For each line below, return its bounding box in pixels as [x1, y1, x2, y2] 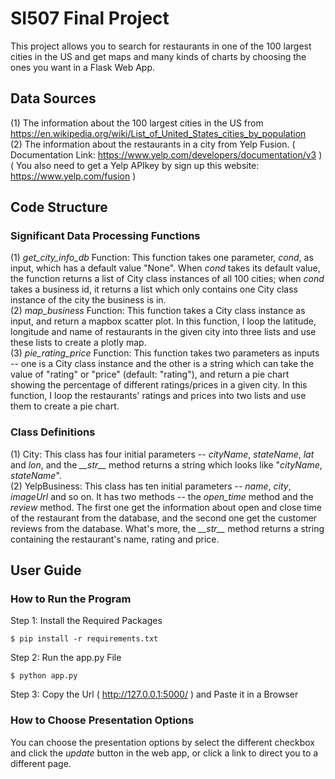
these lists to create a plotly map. [10, 337, 147, 349]
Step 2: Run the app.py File [10, 652, 122, 664]
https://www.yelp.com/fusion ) [10, 170, 137, 182]
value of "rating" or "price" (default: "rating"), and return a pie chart [10, 368, 290, 381]
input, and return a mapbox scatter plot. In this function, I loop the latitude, [10, 315, 317, 327]
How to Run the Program [10, 592, 132, 606]
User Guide [10, 562, 82, 579]
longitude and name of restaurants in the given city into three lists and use [10, 326, 317, 338]
